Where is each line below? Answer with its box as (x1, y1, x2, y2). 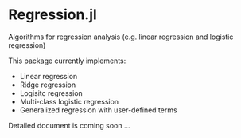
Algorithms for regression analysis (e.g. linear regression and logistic (8, 32, 234, 41)
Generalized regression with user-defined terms (19, 105, 177, 115)
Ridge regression (19, 80, 76, 89)
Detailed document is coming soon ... (8, 120, 130, 130)
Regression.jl (8, 6, 97, 24)
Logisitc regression (19, 88, 84, 97)
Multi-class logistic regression (19, 97, 119, 106)
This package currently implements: (8, 56, 126, 65)
